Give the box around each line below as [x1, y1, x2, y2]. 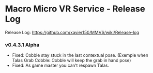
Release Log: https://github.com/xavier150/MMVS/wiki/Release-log [5, 29, 139, 35]
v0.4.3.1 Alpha [5, 41, 40, 48]
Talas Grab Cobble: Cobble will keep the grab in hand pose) [12, 58, 131, 63]
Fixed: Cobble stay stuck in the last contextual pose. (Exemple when [12, 52, 149, 58]
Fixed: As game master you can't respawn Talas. [12, 62, 109, 68]
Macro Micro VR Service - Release [5, 3, 145, 14]
